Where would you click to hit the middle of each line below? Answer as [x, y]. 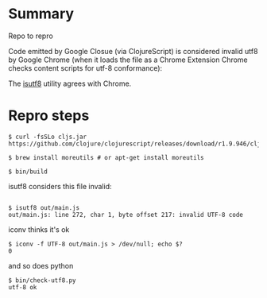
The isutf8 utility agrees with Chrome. [70, 83]
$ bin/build [28, 172]
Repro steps [49, 116]
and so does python [41, 265]
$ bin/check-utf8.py [43, 280]
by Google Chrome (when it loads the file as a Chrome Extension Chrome [128, 60]
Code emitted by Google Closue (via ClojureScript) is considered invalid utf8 [133, 51]
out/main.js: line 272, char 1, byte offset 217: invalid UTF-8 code [126, 215]
